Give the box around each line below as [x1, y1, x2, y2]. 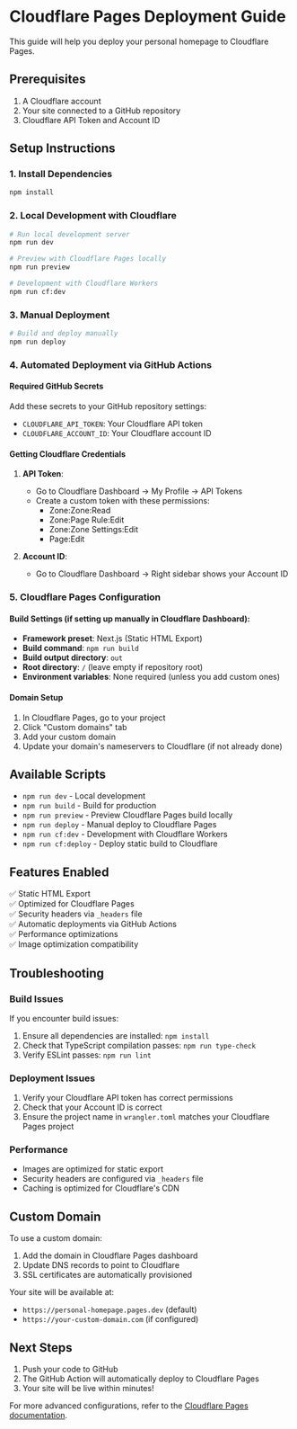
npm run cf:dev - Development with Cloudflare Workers [22, 829, 228, 840]
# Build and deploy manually [9, 329, 118, 338]
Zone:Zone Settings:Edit [48, 524, 139, 535]
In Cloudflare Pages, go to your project [22, 712, 166, 723]
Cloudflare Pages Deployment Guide [9, 6, 286, 27]
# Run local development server [9, 229, 130, 239]
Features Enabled [9, 864, 109, 880]
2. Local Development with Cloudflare [9, 210, 177, 222]
